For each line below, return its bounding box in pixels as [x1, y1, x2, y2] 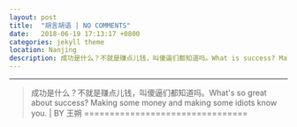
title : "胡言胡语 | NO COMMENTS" [9, 21, 131, 30]
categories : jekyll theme [9, 37, 104, 47]
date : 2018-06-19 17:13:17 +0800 [9, 29, 141, 38]
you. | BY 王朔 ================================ [30, 108, 248, 118]
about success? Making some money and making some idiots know [30, 98, 278, 108]
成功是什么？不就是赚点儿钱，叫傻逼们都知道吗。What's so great [30, 87, 267, 98]
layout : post [9, 12, 57, 22]
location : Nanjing [9, 46, 77, 55]
